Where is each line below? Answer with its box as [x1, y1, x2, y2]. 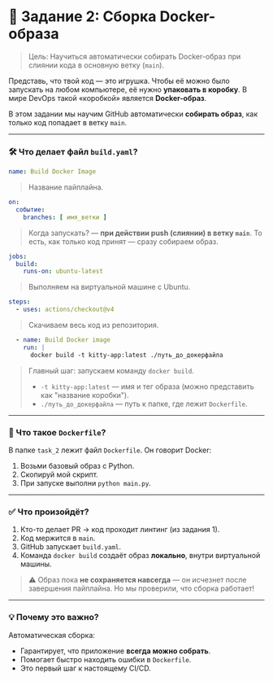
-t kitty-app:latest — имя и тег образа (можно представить [40, 382, 254, 391]
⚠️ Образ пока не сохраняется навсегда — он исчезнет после [28, 575, 247, 585]
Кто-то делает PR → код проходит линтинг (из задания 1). [19, 525, 220, 535]
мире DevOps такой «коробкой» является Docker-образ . [8, 93, 207, 103]
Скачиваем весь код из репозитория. [28, 321, 159, 330]
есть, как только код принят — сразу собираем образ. [28, 236, 219, 247]
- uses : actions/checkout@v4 [15, 305, 115, 314]
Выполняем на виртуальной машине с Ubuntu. [28, 282, 191, 292]
